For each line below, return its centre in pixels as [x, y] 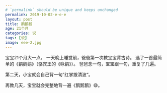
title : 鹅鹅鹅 [19, 24]
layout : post [19, 19]
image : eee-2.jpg [23, 43]
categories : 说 [21, 33]
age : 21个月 [17, 29]
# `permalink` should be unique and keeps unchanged [62, 10]
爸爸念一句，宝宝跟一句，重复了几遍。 [118, 64]
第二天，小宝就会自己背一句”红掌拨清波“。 [49, 74]
